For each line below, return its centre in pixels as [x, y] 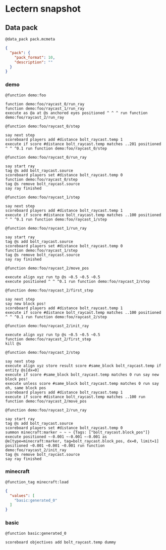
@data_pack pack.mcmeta [30, 39]
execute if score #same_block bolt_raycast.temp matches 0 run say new [82, 375]
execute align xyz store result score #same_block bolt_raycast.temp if [83, 365]
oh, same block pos [26, 388]
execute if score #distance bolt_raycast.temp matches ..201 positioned [83, 144]
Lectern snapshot [43, 9]
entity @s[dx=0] [22, 370]
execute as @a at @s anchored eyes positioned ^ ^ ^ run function [76, 113]
